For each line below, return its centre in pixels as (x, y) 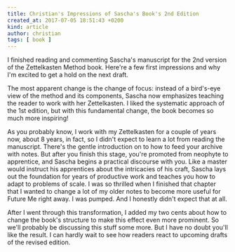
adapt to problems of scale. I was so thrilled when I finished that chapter (112, 184)
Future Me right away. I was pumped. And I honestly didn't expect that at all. (117, 199)
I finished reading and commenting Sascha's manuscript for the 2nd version (117, 60)
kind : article (28, 27)
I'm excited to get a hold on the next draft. (68, 75)
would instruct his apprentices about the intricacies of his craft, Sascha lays (117, 169)
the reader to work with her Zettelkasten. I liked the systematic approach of (116, 103)
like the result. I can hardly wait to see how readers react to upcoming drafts (117, 235)
